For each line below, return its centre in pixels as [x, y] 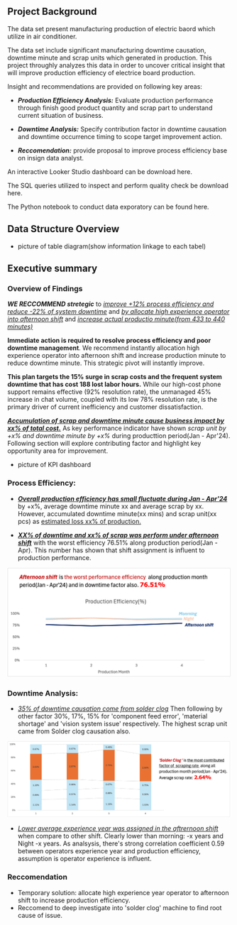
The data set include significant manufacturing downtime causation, [107, 50]
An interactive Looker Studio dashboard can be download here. [100, 171]
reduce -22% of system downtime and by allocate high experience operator [118, 312]
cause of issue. [40, 915]
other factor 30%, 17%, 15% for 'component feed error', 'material [112, 716]
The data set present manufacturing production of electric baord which [111, 28]
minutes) [20, 327]
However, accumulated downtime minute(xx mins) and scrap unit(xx [117, 513]
